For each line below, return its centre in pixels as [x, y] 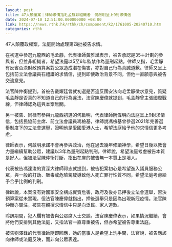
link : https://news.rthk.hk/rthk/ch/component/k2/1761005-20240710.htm [83, 24]
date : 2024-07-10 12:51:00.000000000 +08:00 [53, 19]
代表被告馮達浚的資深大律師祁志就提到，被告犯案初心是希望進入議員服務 [81, 168]
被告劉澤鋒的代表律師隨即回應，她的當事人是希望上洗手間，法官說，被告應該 [86, 233]
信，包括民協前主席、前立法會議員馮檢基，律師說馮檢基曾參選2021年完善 [82, 121]
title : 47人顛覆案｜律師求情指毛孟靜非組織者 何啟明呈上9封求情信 [68, 15]
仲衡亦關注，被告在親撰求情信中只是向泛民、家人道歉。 [63, 205]
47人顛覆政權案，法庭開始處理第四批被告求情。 [55, 44]
